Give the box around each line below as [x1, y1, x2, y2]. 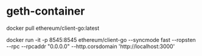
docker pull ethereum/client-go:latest [6, 24, 100, 32]
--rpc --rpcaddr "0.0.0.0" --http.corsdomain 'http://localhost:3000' [6, 43, 175, 50]
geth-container [6, 4, 85, 18]
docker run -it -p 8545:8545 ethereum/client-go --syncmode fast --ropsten [6, 36, 196, 43]
